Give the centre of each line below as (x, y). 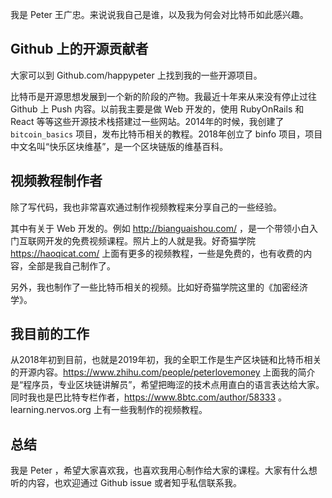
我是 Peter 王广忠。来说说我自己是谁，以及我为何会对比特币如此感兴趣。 (159, 14)
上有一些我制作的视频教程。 (150, 410)
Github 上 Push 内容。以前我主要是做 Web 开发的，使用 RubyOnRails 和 (157, 109)
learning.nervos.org (51, 410)
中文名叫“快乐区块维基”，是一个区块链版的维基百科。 (119, 146)
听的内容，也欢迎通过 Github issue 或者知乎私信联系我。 (126, 483)
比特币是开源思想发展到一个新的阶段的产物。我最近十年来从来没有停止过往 (163, 96)
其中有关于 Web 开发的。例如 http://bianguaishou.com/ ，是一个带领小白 (160, 228)
